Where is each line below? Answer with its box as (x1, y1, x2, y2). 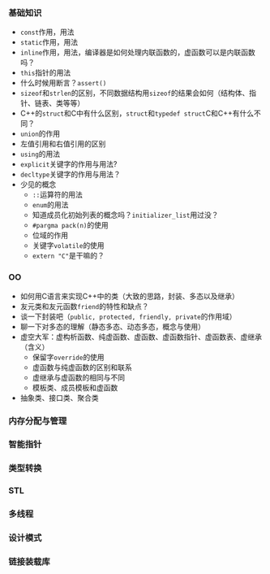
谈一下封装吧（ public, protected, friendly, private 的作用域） (19, 311, 237, 321)
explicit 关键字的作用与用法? (19, 159, 118, 169)
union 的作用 (19, 128, 61, 139)
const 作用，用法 (19, 27, 75, 37)
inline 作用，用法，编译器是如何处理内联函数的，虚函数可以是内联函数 (19, 47, 255, 58)
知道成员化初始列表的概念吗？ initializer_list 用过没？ (32, 210, 219, 220)
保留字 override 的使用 (32, 352, 105, 362)
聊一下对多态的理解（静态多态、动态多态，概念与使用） (19, 321, 205, 331)
